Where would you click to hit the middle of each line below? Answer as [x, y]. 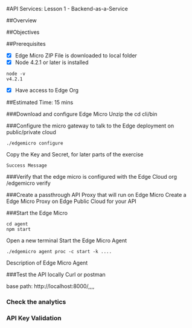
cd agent [17, 224]
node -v [16, 74]
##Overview [22, 20]
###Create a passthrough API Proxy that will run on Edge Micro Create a [96, 195]
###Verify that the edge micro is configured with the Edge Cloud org [91, 177]
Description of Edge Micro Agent [47, 263]
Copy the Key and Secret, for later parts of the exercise [75, 155]
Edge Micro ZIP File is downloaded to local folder [76, 56]
